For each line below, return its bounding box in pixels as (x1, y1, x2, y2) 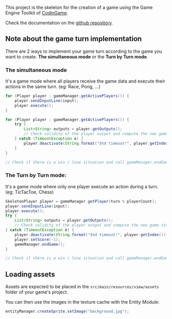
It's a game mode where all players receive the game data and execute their (5, 78, 165, 84)
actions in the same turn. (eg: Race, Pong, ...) (5, 84, 101, 90)
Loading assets (5, 270, 55, 278)
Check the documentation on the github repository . (5, 20, 114, 26)
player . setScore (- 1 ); (14, 237, 60, 242)
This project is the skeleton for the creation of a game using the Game (5, 5, 153, 10)
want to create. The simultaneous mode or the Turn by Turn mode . (5, 53, 148, 59)
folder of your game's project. (5, 289, 68, 295)
